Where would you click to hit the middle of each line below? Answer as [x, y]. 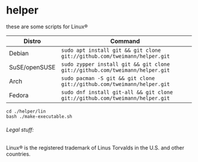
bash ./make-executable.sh [39, 116]
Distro [32, 41]
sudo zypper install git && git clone [115, 64]
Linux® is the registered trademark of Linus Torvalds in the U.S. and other [95, 148]
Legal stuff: [20, 130]
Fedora [19, 95]
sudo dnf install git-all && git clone [117, 92]
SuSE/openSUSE [32, 67]
